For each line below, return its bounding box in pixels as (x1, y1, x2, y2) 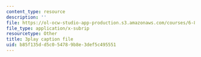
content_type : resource (6, 8, 66, 15)
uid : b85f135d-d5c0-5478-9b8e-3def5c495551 (6, 42, 117, 48)
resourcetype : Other (6, 31, 58, 37)
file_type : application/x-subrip (6, 25, 90, 31)
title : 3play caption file (6, 36, 74, 42)
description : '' (6, 14, 47, 20)
